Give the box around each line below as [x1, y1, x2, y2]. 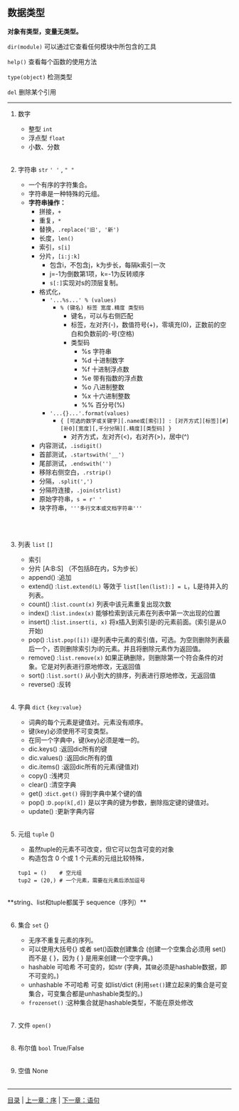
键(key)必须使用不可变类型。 [28, 727, 112, 735]
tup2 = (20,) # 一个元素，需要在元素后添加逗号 [17, 876, 146, 884]
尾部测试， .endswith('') [38, 459, 112, 467]
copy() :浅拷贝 [28, 771, 70, 779]
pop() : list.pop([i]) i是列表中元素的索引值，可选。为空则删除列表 [28, 635, 224, 644]
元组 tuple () [17, 829, 55, 838]
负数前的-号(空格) [83, 329, 135, 337]
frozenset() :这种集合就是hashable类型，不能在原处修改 [28, 998, 194, 1007]
